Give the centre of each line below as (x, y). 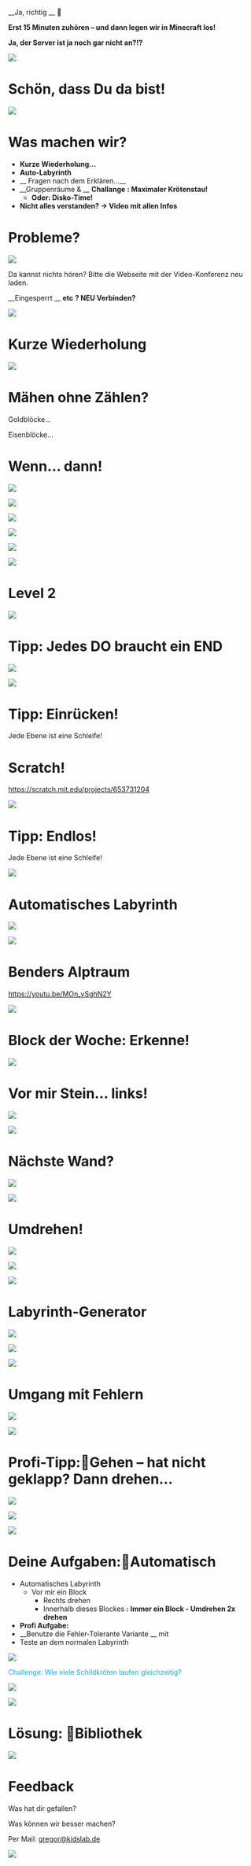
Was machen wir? (68, 142)
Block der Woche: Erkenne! (99, 1041)
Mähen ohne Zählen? (79, 397)
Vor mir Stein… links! (78, 1094)
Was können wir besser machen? (62, 1824)
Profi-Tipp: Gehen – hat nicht (107, 1462)
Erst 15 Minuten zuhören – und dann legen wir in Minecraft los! (112, 27)
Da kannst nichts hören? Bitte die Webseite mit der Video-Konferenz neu (125, 274)
